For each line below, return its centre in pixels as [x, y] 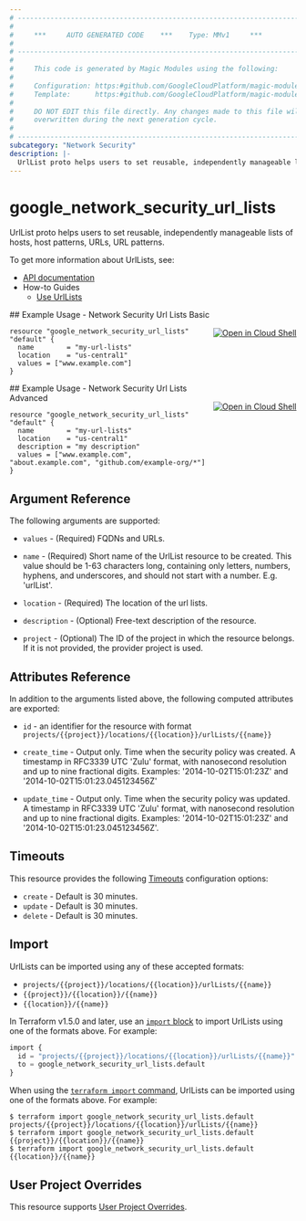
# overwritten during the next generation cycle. [114, 120]
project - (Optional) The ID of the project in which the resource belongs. [158, 638]
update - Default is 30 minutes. [80, 906]
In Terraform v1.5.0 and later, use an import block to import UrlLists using [146, 1021]
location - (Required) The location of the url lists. [115, 603]
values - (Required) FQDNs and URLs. [94, 539]
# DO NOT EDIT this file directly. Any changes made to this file [146, 111]
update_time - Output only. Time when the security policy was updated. [156, 799]
